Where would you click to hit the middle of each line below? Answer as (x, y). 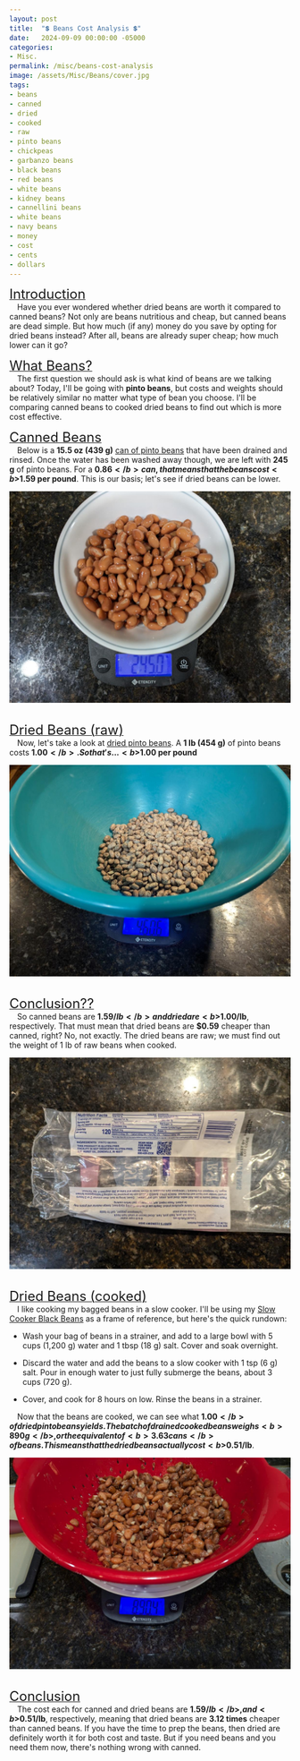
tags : (19, 85)
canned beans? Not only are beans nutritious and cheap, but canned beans (148, 317)
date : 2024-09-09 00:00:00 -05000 (77, 38)
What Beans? (51, 366)
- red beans (31, 179)
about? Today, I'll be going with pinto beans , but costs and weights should (146, 389)
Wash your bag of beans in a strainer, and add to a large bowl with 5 (148, 1336)
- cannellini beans (46, 208)
